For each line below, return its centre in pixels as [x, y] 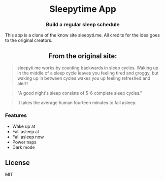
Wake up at [24, 126]
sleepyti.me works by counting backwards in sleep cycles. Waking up [88, 68]
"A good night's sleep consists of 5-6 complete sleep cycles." [80, 93]
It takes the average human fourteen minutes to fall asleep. [77, 103]
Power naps [24, 142]
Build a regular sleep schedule [83, 25]
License [17, 163]
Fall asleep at [26, 131]
